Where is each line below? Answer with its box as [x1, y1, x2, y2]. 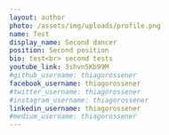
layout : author [9, 12, 66, 22]
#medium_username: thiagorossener [9, 112, 138, 121]
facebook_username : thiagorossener [9, 79, 141, 88]
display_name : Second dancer [9, 37, 117, 47]
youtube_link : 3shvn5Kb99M [9, 63, 109, 72]
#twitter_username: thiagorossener [9, 87, 141, 96]
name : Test [9, 29, 50, 38]
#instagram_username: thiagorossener [9, 95, 149, 105]
